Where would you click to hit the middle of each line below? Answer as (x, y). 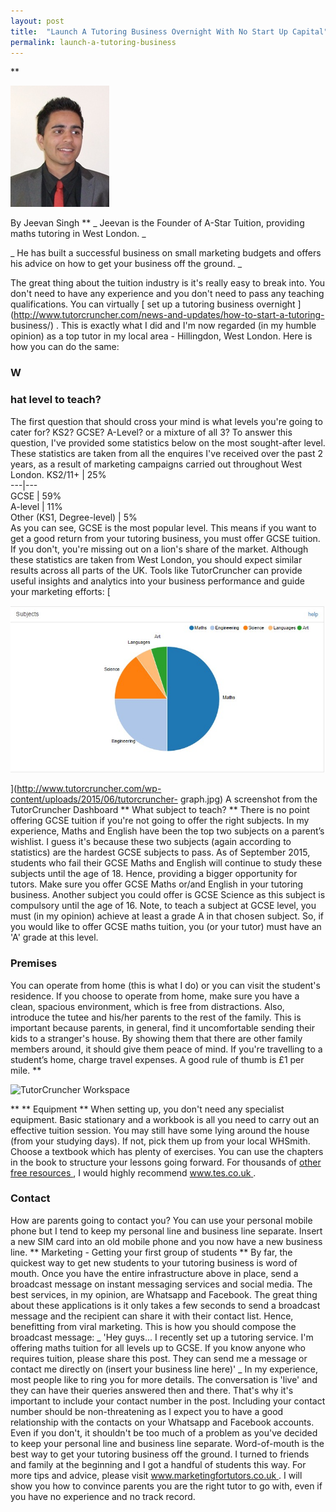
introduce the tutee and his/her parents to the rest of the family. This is (156, 1017)
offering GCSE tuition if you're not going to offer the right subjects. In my (160, 821)
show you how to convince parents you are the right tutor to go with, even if (166, 1486)
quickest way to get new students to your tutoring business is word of (154, 1262)
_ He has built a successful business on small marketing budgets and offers (166, 253)
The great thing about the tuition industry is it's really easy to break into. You (168, 283)
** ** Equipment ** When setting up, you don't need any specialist (147, 1109)
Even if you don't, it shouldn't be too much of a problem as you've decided (164, 1432)
